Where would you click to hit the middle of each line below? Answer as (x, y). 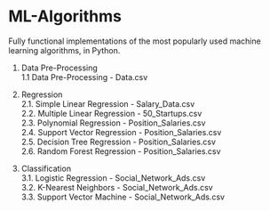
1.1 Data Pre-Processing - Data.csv (84, 77)
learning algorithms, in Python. (64, 50)
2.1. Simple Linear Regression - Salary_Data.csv (108, 103)
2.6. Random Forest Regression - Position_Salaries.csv (121, 151)
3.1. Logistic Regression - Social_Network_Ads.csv (113, 178)
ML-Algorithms (65, 16)
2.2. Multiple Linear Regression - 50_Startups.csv (111, 113)
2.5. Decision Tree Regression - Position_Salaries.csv (119, 142)
